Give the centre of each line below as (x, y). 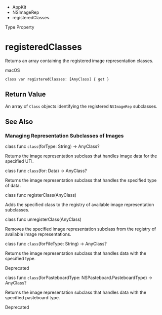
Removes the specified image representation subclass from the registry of (81, 229)
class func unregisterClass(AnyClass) (43, 219)
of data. (13, 186)
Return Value (25, 94)
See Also (19, 122)
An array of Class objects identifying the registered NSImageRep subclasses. (81, 106)
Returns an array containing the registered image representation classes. (79, 61)
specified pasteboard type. (33, 298)
